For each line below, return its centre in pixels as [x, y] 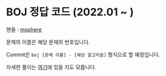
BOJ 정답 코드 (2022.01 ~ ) [70, 12]
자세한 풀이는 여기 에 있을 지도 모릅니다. [51, 67]
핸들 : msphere [24, 29]
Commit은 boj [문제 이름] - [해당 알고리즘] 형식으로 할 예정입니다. [83, 54]
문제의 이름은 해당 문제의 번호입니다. [48, 42]
